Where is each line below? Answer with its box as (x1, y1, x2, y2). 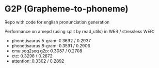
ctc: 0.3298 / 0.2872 (11, 53, 53, 58)
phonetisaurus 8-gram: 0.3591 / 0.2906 (11, 43, 91, 48)
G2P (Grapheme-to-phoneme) (4, 3, 129, 14)
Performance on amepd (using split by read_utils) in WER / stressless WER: (4, 28, 155, 34)
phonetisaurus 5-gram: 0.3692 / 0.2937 (11, 37, 91, 44)
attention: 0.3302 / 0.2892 (11, 58, 64, 64)
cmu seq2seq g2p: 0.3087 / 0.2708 (11, 48, 83, 54)
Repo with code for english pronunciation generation (4, 19, 110, 25)
